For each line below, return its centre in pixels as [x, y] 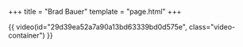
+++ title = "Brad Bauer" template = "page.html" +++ [95, 12]
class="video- [212, 27]
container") [27, 35]
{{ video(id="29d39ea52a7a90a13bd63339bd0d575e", [98, 27]
